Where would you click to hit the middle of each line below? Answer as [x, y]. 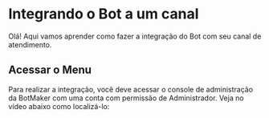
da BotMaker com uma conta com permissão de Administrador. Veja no [126, 98]
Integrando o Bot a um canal [104, 14]
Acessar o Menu [50, 70]
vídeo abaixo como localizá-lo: [59, 106]
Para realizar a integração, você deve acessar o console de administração [131, 89]
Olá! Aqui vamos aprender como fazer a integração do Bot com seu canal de [135, 36]
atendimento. [30, 44]
